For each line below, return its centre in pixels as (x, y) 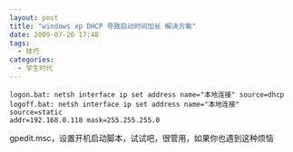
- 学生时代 (35, 69)
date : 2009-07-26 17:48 (54, 34)
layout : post (34, 18)
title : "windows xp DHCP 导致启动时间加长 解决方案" (103, 26)
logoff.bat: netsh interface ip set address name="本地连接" (125, 104)
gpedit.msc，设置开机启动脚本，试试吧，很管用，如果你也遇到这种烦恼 (142, 138)
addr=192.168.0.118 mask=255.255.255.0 (85, 120)
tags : (20, 43)
